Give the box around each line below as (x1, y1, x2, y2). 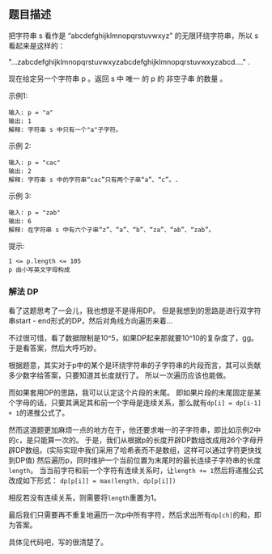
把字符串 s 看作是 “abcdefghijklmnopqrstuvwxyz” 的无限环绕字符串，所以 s (8, 31, 259, 40)
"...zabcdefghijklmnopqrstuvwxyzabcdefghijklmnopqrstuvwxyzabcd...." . (8, 57, 251, 66)
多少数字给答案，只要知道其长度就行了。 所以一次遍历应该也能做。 (8, 370, 231, 380)
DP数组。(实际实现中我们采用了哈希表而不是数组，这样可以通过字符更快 (15, 446, 255, 455)
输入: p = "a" (8, 108, 54, 116)
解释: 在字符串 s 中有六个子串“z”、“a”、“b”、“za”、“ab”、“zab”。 (8, 226, 215, 234)
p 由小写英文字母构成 (8, 265, 70, 273)
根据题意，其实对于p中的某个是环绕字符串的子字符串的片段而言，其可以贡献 (8, 361, 261, 370)
